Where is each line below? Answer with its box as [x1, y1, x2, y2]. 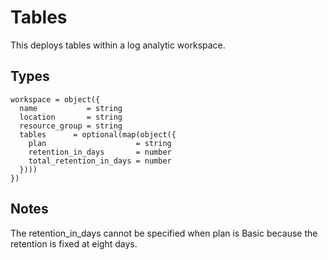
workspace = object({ [10, 94, 101, 105]
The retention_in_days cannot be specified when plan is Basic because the [10, 227, 318, 239]
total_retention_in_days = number [28, 156, 172, 166]
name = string [19, 103, 123, 113]
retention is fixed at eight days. [10, 237, 138, 250]
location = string [19, 112, 123, 122]
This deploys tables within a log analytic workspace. [10, 39, 226, 51]
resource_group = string [19, 121, 123, 131]
